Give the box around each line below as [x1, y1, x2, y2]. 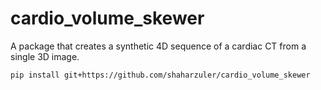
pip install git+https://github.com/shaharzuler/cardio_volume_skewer [10, 70, 311, 80]
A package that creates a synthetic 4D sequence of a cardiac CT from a [10, 40, 307, 52]
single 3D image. [10, 50, 80, 62]
